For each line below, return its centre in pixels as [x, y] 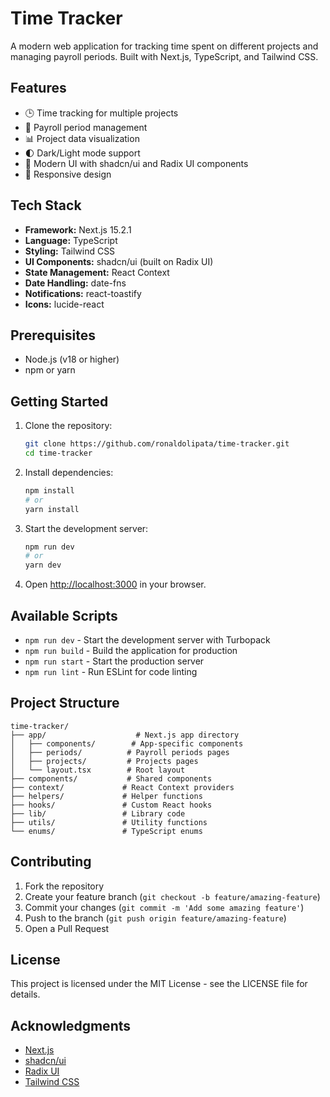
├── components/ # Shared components [111, 778]
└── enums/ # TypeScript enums [106, 831]
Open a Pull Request [67, 928]
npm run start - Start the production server [114, 661]
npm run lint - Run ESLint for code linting [111, 671]
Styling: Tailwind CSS [70, 251]
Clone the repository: [68, 426]
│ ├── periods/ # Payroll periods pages [120, 752]
